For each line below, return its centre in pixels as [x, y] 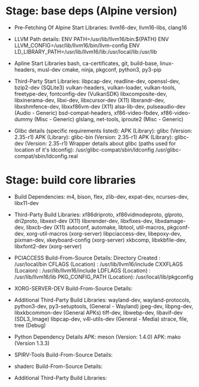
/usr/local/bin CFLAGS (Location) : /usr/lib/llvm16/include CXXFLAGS [98, 264]
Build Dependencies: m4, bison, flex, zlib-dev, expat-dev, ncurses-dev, [101, 196]
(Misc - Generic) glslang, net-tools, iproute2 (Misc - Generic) [109, 119]
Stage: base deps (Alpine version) [91, 11]
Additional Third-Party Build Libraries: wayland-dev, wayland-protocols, [102, 300]
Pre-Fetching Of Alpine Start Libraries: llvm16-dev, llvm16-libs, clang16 [100, 27]
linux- [167, 63]
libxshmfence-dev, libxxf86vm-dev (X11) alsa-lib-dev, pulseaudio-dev [100, 106]
